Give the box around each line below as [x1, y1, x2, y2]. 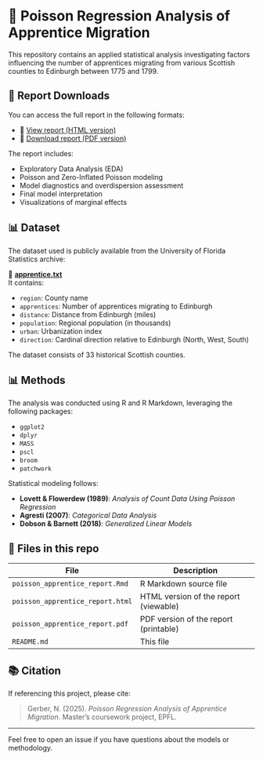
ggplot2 [19, 423, 45, 431]
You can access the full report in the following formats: [8, 110, 186, 119]
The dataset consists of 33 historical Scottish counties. [8, 349, 186, 360]
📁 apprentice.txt [8, 269, 63, 279]
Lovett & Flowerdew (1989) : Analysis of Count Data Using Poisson [19, 494, 236, 503]
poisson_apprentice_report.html [12, 597, 133, 606]
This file [139, 636, 170, 647]
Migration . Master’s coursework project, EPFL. [27, 712, 178, 722]
